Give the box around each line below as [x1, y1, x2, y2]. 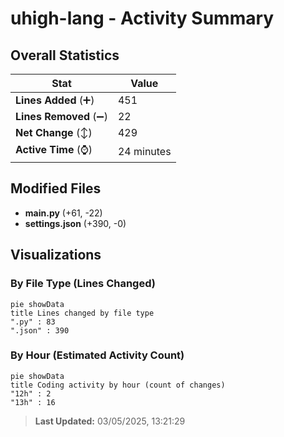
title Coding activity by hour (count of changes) [10, 380, 226, 390]
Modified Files [10, 180, 102, 197]
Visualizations [10, 247, 102, 264]
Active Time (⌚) [15, 143, 93, 156]
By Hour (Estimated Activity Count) [10, 348, 185, 362]
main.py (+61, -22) [24, 207, 103, 219]
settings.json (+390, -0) [24, 217, 127, 229]
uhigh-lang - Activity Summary [10, 7, 275, 30]
